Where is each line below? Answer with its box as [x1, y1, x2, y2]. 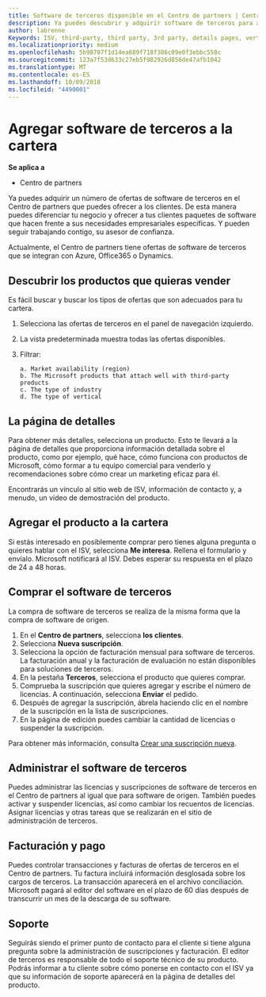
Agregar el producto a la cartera [8, 516, 169, 529]
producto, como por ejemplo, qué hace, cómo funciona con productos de [8, 452, 248, 461]
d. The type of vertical [19, 393, 102, 401]
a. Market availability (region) [19, 365, 131, 373]
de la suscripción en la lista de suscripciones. [19, 706, 169, 715]
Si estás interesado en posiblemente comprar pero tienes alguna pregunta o [8, 537, 256, 546]
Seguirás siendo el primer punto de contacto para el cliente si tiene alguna [8, 938, 251, 947]
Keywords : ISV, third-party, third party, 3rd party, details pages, [8, 33, 243, 42]
